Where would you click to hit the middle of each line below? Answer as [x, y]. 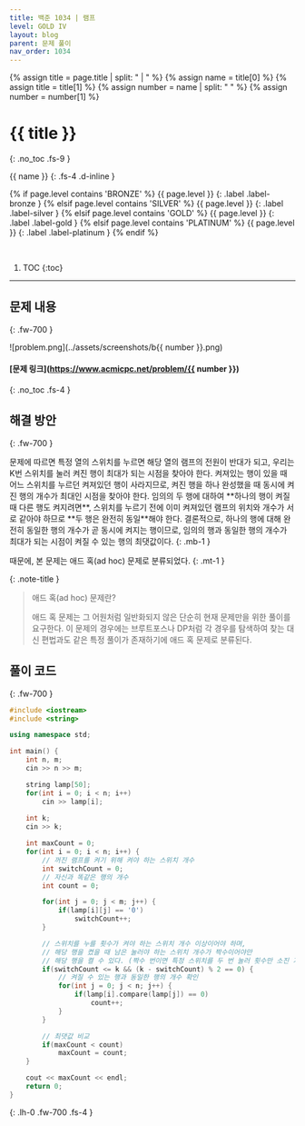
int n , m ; [44, 760]
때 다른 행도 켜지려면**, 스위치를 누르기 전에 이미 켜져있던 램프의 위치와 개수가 [147, 507]
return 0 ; [44, 1087]
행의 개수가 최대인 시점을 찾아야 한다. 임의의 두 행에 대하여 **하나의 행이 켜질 [154, 495]
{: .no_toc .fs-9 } [40, 159]
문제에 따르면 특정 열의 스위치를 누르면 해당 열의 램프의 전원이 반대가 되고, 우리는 [152, 462]
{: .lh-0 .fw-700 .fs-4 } [51, 1112]
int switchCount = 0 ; [83, 869]
